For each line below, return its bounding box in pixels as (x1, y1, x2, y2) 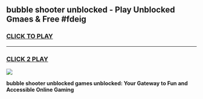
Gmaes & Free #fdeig (6, 14, 86, 25)
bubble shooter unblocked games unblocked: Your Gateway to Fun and (6, 79, 188, 86)
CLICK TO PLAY (6, 32, 53, 41)
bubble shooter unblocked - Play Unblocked (6, 5, 175, 15)
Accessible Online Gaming (6, 86, 74, 93)
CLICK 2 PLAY (6, 55, 48, 63)
